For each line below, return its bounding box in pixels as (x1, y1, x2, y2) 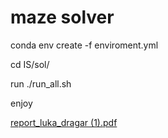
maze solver (10, 6, 115, 29)
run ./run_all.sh (10, 77, 72, 90)
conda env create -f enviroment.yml (10, 39, 159, 51)
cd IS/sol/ (10, 58, 50, 70)
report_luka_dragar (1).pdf (10, 116, 118, 128)
